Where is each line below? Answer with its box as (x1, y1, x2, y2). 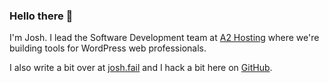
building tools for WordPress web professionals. (9, 42, 207, 54)
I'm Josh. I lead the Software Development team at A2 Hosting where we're (9, 32, 320, 44)
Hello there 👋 (9, 9, 74, 23)
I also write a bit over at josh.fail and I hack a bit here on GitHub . (9, 62, 273, 74)
